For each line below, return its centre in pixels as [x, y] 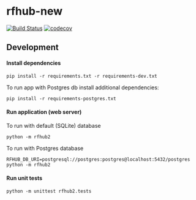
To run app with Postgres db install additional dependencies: [83, 87]
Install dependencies [34, 63]
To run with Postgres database [45, 148]
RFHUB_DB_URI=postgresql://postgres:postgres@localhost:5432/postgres [98, 159]
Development [33, 47]
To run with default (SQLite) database [54, 125]
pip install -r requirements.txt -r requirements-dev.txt [82, 76]
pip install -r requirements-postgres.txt [61, 98]
